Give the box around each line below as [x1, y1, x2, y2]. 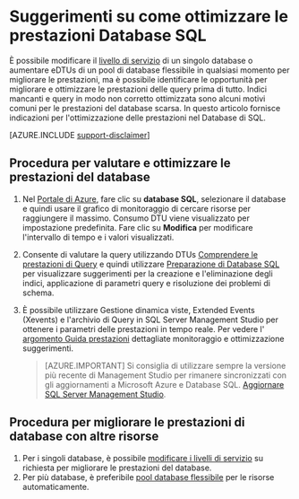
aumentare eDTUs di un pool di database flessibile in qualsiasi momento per [9, 65, 290, 75]
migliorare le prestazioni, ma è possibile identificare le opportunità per [9, 74, 268, 84]
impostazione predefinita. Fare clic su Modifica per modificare [21, 222, 253, 232]
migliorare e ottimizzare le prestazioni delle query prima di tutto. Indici [9, 83, 268, 94]
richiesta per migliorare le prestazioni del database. [21, 462, 212, 473]
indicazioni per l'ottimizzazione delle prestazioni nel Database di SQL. [9, 112, 267, 123]
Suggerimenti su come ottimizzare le [9, 6, 289, 27]
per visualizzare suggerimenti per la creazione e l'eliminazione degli [21, 267, 273, 279]
